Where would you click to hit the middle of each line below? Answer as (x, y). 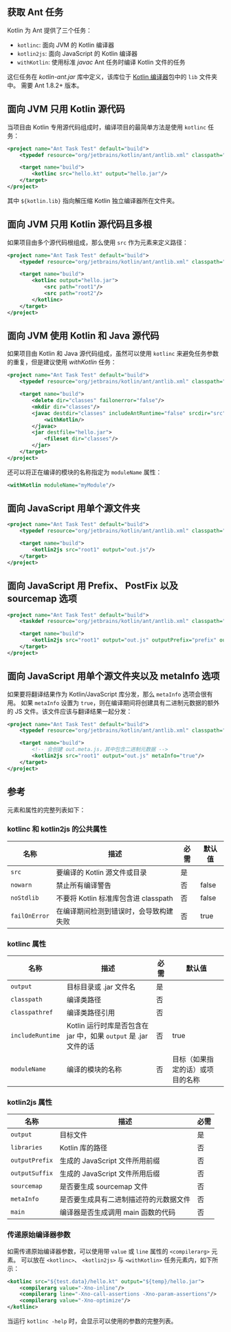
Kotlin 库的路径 (84, 1148)
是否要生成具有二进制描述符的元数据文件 (125, 1200)
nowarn (21, 885)
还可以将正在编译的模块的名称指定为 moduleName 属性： (85, 472)
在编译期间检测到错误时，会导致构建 (115, 911)
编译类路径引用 (91, 1013)
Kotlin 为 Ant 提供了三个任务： (50, 30)
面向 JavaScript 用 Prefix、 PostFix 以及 (93, 586)
